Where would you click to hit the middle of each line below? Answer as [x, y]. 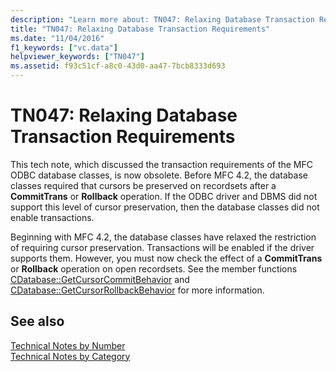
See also [37, 321]
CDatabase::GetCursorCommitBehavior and [100, 279]
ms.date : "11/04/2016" [57, 38]
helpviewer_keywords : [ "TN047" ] [77, 57]
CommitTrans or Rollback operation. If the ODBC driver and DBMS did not [164, 196]
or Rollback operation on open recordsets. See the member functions [154, 268]
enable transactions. [52, 217]
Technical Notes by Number [68, 345]
